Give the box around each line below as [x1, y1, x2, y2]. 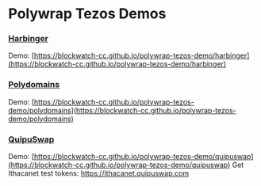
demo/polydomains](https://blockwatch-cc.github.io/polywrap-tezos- [8, 105, 236, 115]
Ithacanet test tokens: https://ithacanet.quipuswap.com [8, 169, 189, 178]
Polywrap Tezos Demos [8, 5, 167, 23]
